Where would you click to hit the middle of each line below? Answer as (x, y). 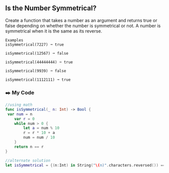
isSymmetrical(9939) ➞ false (36, 71)
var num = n (20, 114)
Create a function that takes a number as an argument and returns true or (81, 20)
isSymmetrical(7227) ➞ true (35, 45)
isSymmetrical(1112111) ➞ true (38, 80)
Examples (14, 40)
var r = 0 (25, 119)
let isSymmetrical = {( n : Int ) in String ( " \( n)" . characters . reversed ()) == (85, 165)
